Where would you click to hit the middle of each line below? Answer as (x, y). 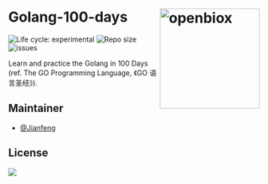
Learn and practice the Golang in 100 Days (78, 63)
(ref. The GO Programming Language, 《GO (78, 73)
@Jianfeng (37, 127)
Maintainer (36, 108)
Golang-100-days (68, 17)
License (28, 153)
